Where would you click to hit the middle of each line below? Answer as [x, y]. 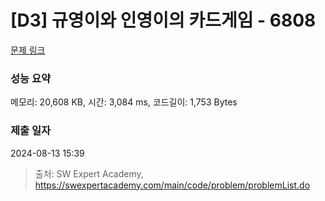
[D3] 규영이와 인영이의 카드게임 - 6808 [163, 20]
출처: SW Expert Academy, [89, 173]
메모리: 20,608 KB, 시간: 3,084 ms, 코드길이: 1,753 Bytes [124, 102]
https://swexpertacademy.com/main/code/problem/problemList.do [172, 185]
